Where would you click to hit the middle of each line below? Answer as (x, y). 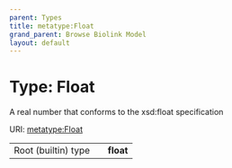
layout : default (40, 43)
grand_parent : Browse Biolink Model (78, 34)
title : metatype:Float (52, 26)
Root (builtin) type (52, 151)
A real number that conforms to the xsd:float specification (116, 112)
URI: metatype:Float (46, 129)
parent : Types (36, 18)
